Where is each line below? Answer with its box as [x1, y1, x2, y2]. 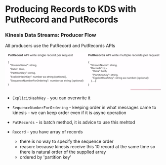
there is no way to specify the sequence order [19, 138, 114, 144]
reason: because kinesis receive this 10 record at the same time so [19, 144, 156, 150]
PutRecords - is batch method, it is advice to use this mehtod [12, 120, 135, 125]
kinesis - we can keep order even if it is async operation [12, 110, 127, 116]
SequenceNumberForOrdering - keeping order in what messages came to [12, 105, 157, 111]
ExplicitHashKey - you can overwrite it [12, 95, 90, 101]
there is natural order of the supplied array [19, 149, 106, 155]
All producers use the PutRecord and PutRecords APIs [5, 43, 115, 49]
